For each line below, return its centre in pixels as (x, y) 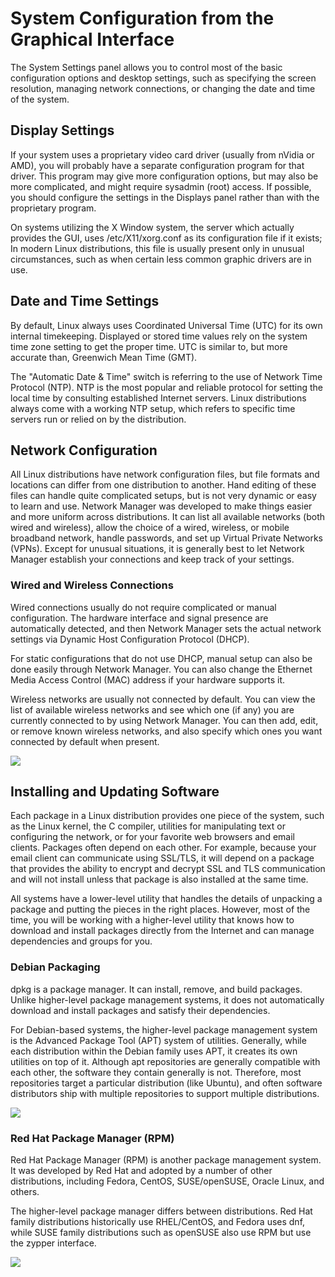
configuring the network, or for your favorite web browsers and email (152, 837)
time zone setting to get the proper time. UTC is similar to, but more (149, 346)
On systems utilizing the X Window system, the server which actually (152, 227)
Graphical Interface (92, 39)
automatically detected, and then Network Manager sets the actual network (166, 628)
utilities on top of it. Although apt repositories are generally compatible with (165, 1061)
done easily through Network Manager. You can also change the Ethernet (161, 669)
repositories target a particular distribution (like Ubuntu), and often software (166, 1083)
